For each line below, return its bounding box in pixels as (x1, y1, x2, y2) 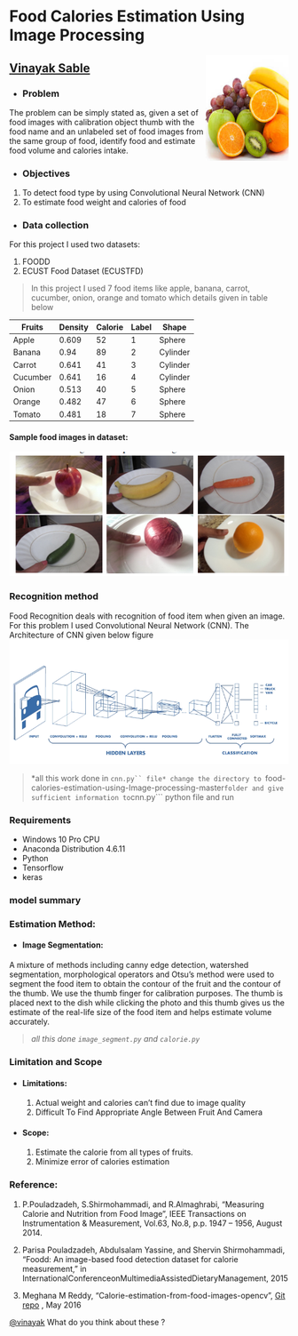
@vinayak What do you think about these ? (9, 1316, 166, 1327)
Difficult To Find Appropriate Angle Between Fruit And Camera (35, 1107, 263, 1117)
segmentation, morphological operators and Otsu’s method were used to (9, 969, 275, 980)
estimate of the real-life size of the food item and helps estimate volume (9, 1007, 272, 1018)
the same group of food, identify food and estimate (9, 135, 196, 146)
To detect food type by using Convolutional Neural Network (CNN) (21, 188, 265, 198)
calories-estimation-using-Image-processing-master (30, 782, 224, 793)
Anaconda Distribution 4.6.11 (21, 844, 126, 854)
